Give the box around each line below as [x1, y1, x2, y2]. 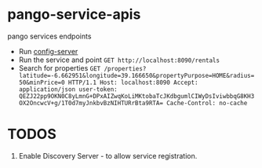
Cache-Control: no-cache [166, 99, 248, 107]
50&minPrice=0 [18, 79, 65, 86]
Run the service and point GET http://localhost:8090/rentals [18, 55, 220, 64]
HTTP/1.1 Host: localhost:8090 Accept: [68, 79, 198, 86]
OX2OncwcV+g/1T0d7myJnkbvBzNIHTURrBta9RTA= [18, 99, 164, 107]
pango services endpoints [7, 31, 92, 41]
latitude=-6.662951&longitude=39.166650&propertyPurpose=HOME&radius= [18, 71, 255, 79]
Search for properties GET [18, 63, 101, 72]
